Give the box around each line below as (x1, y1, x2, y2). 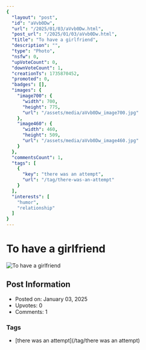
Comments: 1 (14, 308, 48, 315)
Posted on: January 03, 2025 (14, 295, 88, 302)
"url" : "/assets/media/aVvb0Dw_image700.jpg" (22, 110, 139, 116)
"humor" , (17, 199, 39, 205)
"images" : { (11, 87, 42, 93)
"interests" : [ (11, 193, 50, 199)
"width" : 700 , (22, 98, 59, 104)
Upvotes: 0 (14, 302, 43, 309)
